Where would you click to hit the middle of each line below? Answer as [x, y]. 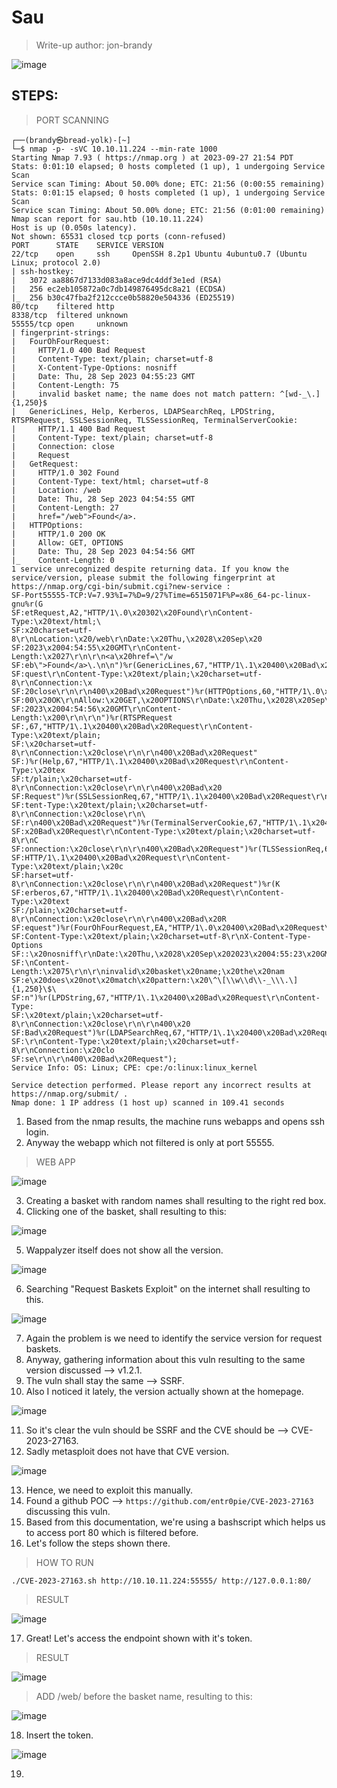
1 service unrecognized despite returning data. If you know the [150, 569]
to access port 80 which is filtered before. [112, 1532]
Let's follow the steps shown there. [98, 1543]
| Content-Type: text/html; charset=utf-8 [110, 481]
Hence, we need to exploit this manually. [109, 1490]
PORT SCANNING [72, 120]
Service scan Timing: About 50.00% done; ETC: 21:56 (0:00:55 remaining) [168, 184]
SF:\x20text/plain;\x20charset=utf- [87, 1015]
